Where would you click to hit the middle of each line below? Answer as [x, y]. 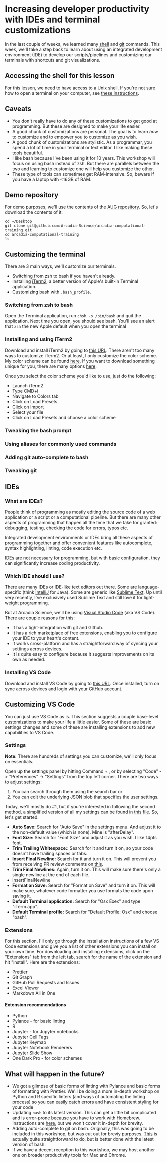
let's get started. [22, 817]
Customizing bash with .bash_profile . [52, 292]
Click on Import [28, 407]
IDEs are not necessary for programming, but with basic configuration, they [83, 558]
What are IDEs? [24, 501]
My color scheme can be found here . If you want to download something [80, 361]
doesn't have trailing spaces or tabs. [50, 853]
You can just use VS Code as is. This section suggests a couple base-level [82, 716]
